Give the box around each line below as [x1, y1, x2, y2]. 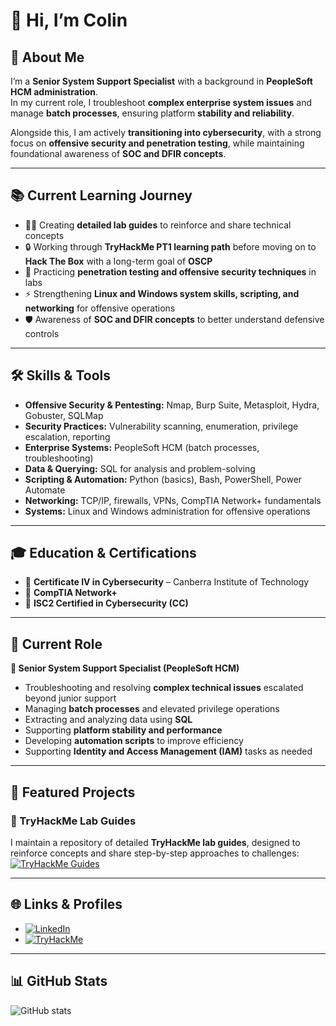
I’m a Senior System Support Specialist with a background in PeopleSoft [10, 75, 313, 87]
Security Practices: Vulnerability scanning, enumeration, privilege [24, 420, 299, 432]
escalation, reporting [24, 430, 111, 443]
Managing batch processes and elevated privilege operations [24, 703, 280, 715]
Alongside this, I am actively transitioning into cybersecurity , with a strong [10, 127, 322, 138]
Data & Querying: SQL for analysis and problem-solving [24, 462, 256, 474]
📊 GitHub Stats [10, 973, 108, 990]
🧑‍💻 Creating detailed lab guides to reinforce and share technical [24, 219, 292, 231]
